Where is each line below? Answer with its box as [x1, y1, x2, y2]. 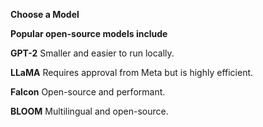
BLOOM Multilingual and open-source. [10, 105, 169, 117]
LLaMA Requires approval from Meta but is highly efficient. [10, 67, 254, 78]
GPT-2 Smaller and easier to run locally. [10, 47, 175, 59]
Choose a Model [10, 9, 80, 20]
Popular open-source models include [10, 28, 168, 39]
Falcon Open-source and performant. [10, 86, 166, 98]
